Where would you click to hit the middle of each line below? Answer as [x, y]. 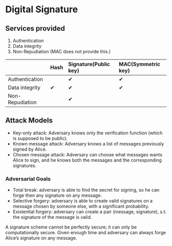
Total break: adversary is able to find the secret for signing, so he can [86, 190]
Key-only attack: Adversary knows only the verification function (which [88, 133]
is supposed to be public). [40, 138]
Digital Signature [42, 9]
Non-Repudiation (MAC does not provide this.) [62, 52]
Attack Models [29, 121]
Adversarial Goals [28, 179]
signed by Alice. [30, 149]
